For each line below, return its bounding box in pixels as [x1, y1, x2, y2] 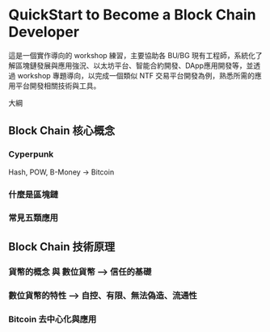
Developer [8, 23, 79, 41]
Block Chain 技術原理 [8, 240, 116, 254]
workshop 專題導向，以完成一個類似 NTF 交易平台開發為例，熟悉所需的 [17, 70, 255, 80]
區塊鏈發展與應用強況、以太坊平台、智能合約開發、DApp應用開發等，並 [15, 61, 254, 70]
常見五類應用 [8, 212, 59, 224]
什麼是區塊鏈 [8, 188, 59, 200]
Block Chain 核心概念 [8, 124, 116, 138]
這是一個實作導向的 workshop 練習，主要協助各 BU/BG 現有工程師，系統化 [8, 50, 256, 60]
